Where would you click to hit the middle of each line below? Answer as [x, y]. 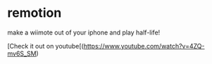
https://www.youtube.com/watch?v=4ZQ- [144, 46]
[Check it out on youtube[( [46, 46]
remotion [35, 13]
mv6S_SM [22, 53]
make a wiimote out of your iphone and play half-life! [84, 32]
